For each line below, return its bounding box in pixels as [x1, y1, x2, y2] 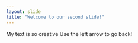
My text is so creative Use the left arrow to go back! [6, 30, 133, 37]
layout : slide [6, 8, 41, 15]
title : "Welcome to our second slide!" [6, 14, 105, 20]
